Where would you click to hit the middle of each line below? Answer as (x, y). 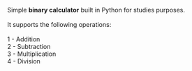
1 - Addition (24, 39)
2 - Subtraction (29, 47)
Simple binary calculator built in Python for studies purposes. (96, 10)
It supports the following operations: (59, 24)
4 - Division (24, 61)
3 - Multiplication (32, 54)
